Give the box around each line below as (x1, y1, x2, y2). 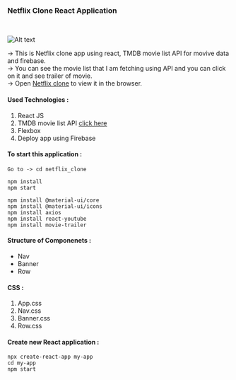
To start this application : (7, 150, 83, 159)
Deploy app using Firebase (17, 134, 96, 142)
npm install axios (7, 209, 61, 216)
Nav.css (17, 306, 42, 315)
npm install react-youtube (7, 215, 87, 222)
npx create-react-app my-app (7, 353, 93, 361)
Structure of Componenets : (7, 236, 92, 245)
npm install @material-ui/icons (7, 202, 102, 210)
